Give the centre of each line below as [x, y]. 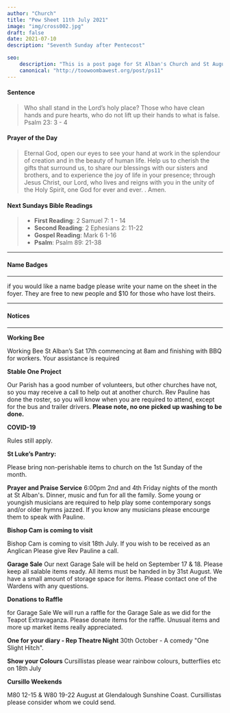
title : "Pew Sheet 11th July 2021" [58, 20]
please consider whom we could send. [62, 702]
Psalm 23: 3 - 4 [46, 122]
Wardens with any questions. [48, 586]
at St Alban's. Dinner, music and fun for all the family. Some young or [104, 495]
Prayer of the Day [33, 138]
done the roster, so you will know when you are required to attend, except [111, 399]
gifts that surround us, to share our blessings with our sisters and [116, 168]
